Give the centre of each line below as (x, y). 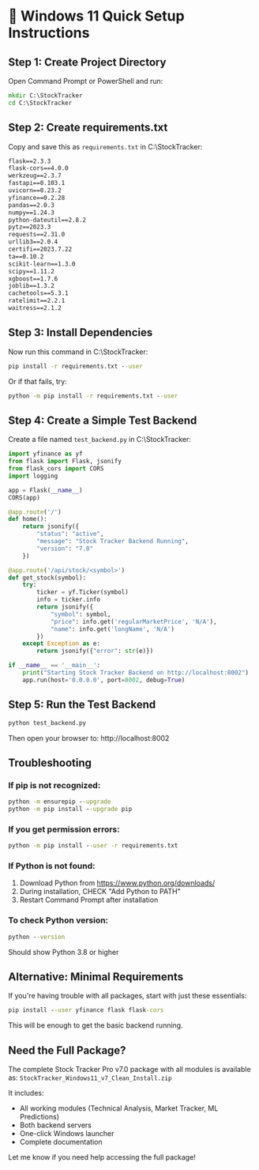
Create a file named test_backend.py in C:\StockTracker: (100, 440)
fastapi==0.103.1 (37, 183)
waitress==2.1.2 (35, 308)
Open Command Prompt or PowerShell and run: (86, 81)
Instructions (49, 33)
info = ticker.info (69, 600)
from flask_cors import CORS (56, 469)
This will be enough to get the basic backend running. (96, 1025)
